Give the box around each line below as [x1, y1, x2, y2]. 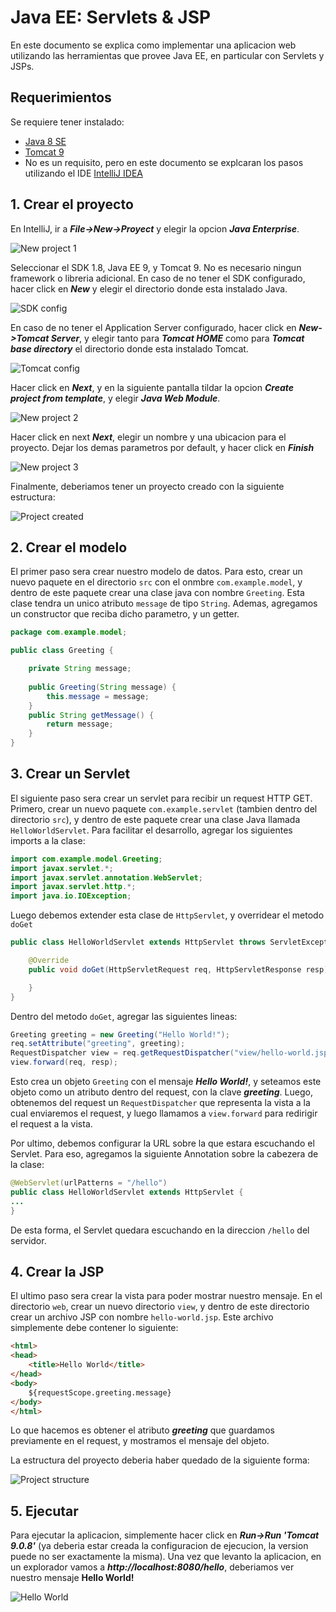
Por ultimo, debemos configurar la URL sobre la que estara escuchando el [10, 1137, 315, 1150]
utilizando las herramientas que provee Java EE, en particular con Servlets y [10, 49, 325, 61]
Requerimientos [10, 89, 112, 106]
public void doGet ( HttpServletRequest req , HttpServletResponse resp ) [28, 964, 329, 975]
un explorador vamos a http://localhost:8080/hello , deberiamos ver [10, 1561, 295, 1573]
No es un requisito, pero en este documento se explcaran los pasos [24, 156, 304, 168]
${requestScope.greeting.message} [28, 1387, 172, 1398]
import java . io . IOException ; [10, 891, 132, 901]
